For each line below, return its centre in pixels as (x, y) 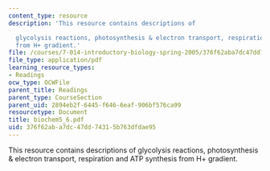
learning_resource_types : (51, 68)
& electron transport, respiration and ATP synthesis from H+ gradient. (123, 158)
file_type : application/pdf (55, 60)
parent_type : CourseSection (55, 97)
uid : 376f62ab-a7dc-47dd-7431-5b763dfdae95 (82, 128)
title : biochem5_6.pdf (46, 120)
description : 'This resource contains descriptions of (102, 23)
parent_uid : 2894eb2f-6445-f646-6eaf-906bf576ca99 (95, 105)
